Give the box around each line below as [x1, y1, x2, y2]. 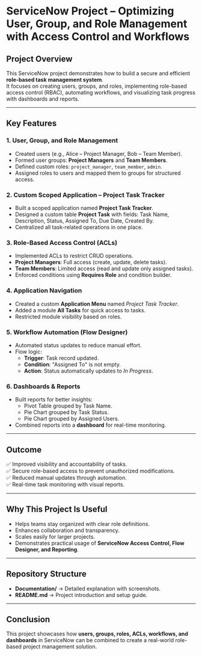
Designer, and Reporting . [14, 546, 79, 553]
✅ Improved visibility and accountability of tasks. [6, 460, 127, 468]
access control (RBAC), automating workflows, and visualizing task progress [6, 89, 195, 96]
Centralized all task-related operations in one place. [14, 223, 143, 231]
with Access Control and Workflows [6, 30, 190, 43]
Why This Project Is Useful [6, 504, 108, 515]
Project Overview [6, 54, 73, 64]
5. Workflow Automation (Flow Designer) [6, 328, 128, 336]
